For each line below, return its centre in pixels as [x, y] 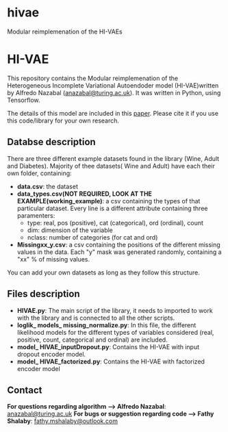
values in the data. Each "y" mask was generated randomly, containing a [119, 252]
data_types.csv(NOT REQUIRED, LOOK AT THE [85, 194]
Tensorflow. [24, 100]
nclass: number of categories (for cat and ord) [92, 237]
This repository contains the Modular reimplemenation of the [93, 78]
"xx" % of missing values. [53, 259]
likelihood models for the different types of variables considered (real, [115, 332]
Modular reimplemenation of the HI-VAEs [65, 31]
